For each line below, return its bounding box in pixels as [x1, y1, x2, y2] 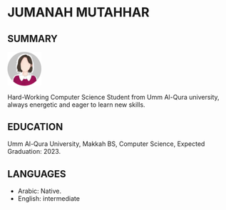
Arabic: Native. [17, 187, 62, 196]
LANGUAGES [7, 168, 66, 180]
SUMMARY [7, 33, 58, 45]
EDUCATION [7, 120, 63, 132]
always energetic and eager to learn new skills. [7, 100, 145, 109]
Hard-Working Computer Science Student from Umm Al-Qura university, [7, 93, 220, 101]
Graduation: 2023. [7, 147, 61, 156]
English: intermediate [17, 194, 81, 203]
